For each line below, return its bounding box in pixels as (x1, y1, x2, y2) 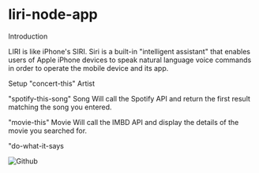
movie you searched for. (8, 126, 88, 135)
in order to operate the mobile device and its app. (8, 63, 169, 72)
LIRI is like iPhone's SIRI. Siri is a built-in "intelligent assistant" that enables (8, 46, 251, 56)
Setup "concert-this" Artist (8, 79, 96, 88)
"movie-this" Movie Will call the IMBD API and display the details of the (8, 117, 239, 127)
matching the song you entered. (8, 102, 112, 112)
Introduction (8, 31, 48, 41)
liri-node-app (8, 6, 98, 24)
